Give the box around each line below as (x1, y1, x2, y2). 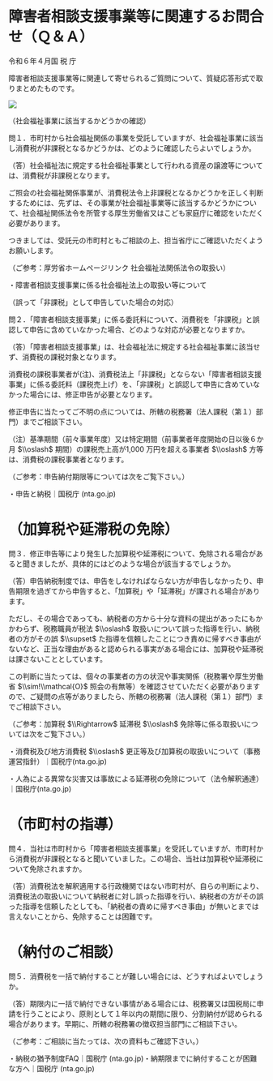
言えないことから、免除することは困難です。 (8, 912, 157, 921)
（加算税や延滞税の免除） (8, 521, 180, 539)
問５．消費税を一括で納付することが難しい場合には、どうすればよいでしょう (8, 971, 264, 981)
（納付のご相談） (8, 943, 123, 961)
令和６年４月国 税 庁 (8, 56, 77, 66)
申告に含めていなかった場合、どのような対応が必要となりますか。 (29, 324, 250, 334)
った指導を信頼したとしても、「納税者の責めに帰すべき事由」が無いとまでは (8, 901, 259, 911)
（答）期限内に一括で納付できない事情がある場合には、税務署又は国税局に (8, 998, 257, 1008)
